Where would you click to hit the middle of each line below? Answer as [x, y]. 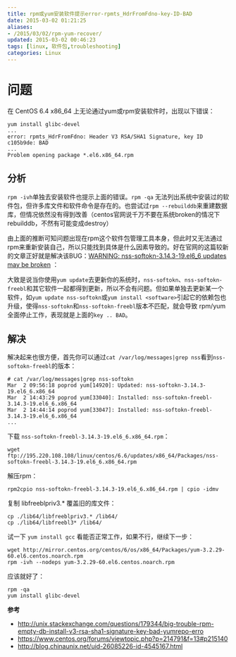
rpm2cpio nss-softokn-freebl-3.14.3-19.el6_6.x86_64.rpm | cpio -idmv [113, 489]
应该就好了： [26, 576]
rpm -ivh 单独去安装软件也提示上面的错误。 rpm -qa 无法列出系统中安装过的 [115, 196]
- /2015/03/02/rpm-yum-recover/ [55, 33]
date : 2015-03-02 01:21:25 [47, 20]
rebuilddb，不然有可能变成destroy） [60, 223]
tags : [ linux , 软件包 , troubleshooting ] [64, 46]
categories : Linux [34, 54]
